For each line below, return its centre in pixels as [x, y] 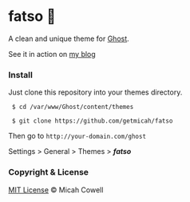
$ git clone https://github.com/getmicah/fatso [92, 121]
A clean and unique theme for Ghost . [69, 38]
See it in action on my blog [52, 54]
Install [21, 75]
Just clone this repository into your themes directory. [95, 92]
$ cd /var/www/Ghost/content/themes [73, 107]
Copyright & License [49, 172]
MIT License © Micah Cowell [56, 190]
